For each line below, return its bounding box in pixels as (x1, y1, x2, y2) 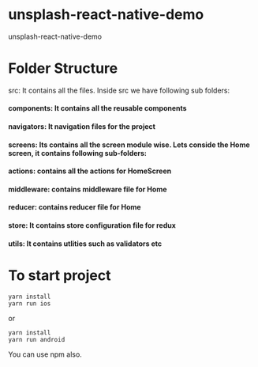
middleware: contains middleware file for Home (8, 184, 167, 194)
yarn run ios (8, 299, 51, 308)
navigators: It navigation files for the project (8, 122, 156, 131)
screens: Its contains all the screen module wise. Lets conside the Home (8, 140, 250, 149)
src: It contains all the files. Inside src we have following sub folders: (8, 85, 230, 95)
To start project (8, 267, 112, 284)
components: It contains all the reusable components (8, 104, 187, 113)
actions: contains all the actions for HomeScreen (8, 166, 172, 176)
